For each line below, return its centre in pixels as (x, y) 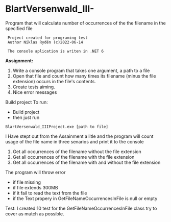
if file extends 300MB (35, 187)
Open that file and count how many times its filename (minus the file (84, 76)
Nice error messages (35, 92)
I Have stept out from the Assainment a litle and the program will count (79, 136)
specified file (19, 28)
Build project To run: (27, 102)
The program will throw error (35, 172)
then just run (26, 117)
